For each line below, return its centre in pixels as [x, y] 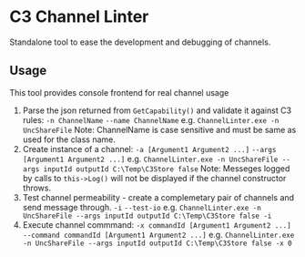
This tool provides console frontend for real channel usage [119, 92]
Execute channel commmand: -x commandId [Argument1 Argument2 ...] [157, 224]
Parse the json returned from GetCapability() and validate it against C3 [157, 110]
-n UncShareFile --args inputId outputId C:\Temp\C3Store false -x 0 [158, 243]
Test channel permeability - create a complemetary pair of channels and [158, 197]
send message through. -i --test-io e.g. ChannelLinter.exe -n [142, 207]
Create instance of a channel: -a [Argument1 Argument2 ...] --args [149, 149]
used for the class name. [69, 139]
